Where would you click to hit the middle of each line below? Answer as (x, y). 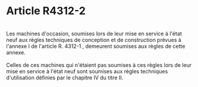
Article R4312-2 (46, 11)
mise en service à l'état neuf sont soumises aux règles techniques (87, 71)
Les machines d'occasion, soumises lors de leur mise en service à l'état (94, 33)
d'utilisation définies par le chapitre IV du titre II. (65, 78)
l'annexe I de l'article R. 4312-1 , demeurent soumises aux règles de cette (96, 46)
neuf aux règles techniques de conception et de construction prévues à (94, 40)
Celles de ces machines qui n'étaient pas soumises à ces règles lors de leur (99, 65)
